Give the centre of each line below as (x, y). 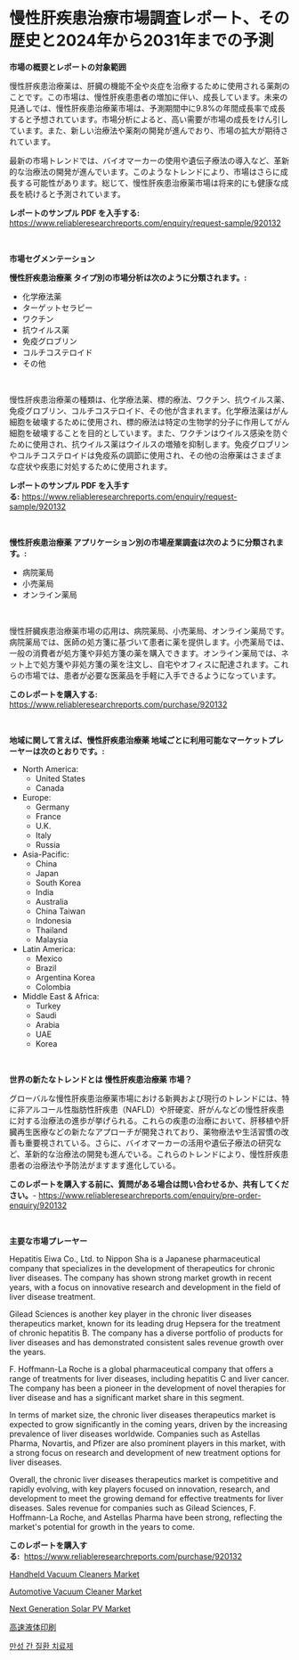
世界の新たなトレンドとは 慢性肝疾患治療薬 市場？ (101, 1079)
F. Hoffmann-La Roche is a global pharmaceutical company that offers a (141, 1368)
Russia (48, 844)
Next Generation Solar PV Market (70, 1608)
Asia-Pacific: (45, 854)
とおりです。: (80, 751)
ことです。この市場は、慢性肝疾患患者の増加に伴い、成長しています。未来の (149, 97)
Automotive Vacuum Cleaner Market (76, 1591)
